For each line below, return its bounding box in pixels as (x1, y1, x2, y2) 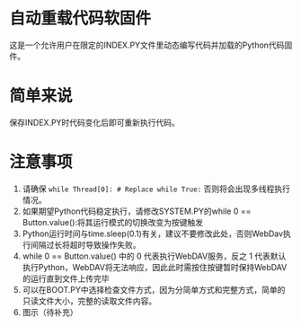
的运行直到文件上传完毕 (22, 273, 110, 284)
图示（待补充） (22, 306, 78, 317)
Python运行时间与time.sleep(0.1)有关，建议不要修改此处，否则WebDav (22, 228, 284, 239)
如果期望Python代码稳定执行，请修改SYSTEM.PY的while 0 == (22, 206, 252, 216)
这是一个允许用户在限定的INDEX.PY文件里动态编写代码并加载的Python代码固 (9, 40, 293, 50)
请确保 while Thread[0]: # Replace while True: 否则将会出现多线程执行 (22, 183, 290, 194)
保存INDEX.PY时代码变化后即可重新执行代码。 (9, 117, 180, 128)
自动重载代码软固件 (9, 8, 152, 29)
